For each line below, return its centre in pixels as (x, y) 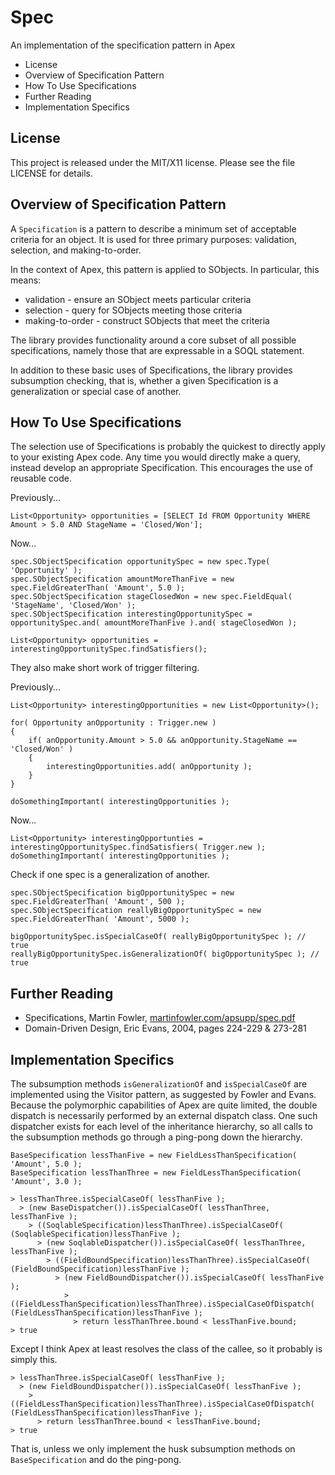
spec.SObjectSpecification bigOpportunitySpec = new (122, 893)
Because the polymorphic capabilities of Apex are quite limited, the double (164, 1105)
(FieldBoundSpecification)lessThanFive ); (100, 1269)
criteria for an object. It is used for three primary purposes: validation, (154, 239)
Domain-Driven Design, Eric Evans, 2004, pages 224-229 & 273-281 (165, 1028)
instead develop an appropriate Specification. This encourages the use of (161, 468)
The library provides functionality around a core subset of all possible (153, 340)
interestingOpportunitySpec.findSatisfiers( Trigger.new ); (138, 847)
